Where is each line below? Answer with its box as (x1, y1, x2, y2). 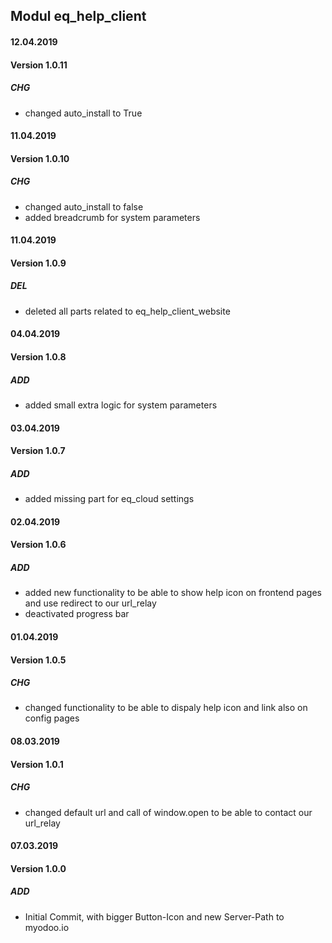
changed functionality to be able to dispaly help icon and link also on (24, 702, 308, 714)
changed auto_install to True (24, 107, 143, 119)
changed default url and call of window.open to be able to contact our (24, 806, 313, 818)
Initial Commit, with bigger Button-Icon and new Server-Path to (24, 910, 285, 923)
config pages (24, 712, 80, 724)
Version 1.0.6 (10, 539, 67, 551)
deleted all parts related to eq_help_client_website (24, 305, 231, 317)
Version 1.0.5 (10, 654, 67, 666)
